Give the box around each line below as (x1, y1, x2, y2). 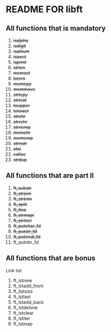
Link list (6, 267, 22, 273)
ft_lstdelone (13, 304, 38, 311)
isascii (13, 54, 27, 60)
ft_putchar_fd (13, 223, 41, 229)
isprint (13, 59, 27, 65)
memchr (13, 130, 31, 136)
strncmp (13, 124, 31, 130)
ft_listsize (13, 288, 33, 294)
